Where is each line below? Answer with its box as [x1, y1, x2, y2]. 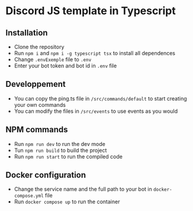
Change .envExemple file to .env [14, 56, 92, 63]
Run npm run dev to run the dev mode [14, 140, 106, 147]
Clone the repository [14, 43, 65, 50]
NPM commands [5, 125, 68, 135]
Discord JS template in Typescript [5, 4, 176, 18]
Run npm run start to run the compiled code [14, 152, 123, 160]
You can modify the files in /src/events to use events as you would [14, 108, 178, 115]
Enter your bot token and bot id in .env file [14, 62, 117, 69]
